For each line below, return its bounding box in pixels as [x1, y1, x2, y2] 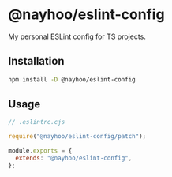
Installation [8, 55, 65, 68]
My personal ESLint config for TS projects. [8, 32, 146, 41]
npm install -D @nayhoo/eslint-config [8, 75, 136, 84]
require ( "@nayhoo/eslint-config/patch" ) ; [8, 133, 147, 141]
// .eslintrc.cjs [8, 119, 65, 126]
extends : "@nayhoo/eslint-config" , [15, 154, 133, 163]
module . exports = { [8, 147, 73, 155]
